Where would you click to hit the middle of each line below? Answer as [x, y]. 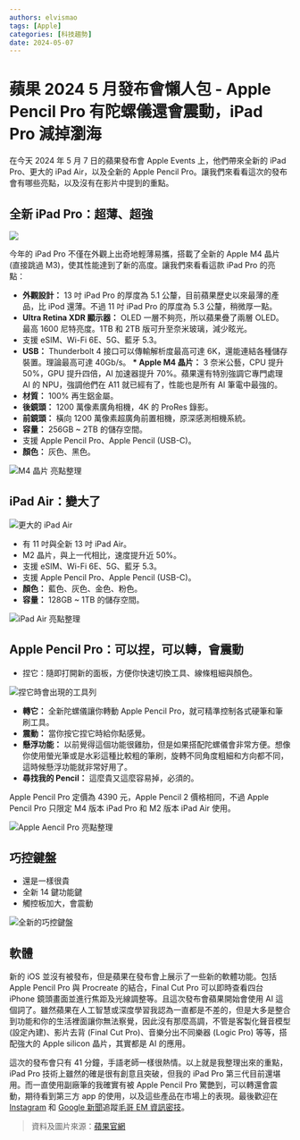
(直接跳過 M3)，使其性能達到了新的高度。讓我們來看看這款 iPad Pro [133, 265]
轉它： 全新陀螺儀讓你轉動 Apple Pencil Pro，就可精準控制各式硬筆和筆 [153, 711]
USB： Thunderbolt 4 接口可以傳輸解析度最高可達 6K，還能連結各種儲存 [155, 351]
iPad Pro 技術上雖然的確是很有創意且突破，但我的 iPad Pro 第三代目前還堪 [145, 1074]
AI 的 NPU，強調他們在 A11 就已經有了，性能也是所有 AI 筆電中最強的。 [152, 384]
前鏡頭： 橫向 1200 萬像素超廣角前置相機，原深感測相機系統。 [136, 418]
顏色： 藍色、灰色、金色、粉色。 [82, 588]
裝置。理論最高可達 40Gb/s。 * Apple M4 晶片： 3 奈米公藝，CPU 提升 [153, 362]
